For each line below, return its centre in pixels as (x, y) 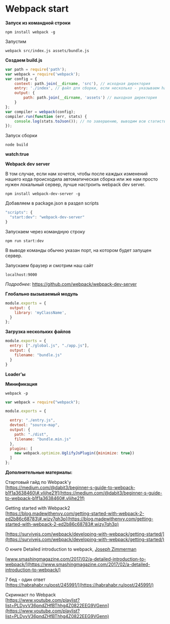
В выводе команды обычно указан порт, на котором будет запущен (78, 250)
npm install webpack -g (30, 32)
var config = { (21, 79)
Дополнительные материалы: (39, 472)
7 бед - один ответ (25, 579)
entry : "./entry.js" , (33, 421)
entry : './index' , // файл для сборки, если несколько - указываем (87, 88)
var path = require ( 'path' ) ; (36, 69)
